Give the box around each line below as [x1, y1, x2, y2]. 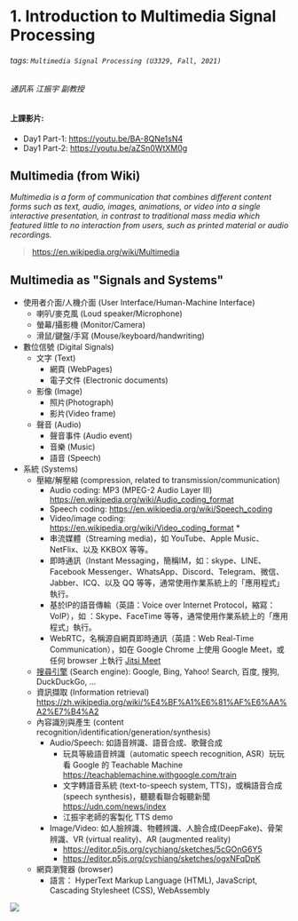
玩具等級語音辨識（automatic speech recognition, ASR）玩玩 [62, 749, 285, 759]
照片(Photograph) [49, 397, 114, 408]
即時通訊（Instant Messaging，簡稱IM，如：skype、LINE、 [49, 555, 267, 566]
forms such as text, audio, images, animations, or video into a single [10, 202, 261, 212]
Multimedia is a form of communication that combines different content [10, 192, 271, 202]
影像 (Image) [35, 386, 83, 397]
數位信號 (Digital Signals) [22, 342, 114, 353]
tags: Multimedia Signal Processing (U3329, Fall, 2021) [10, 55, 222, 66]
